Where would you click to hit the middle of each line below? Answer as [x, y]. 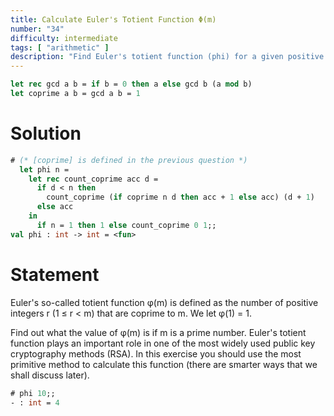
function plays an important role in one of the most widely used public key [163, 343]
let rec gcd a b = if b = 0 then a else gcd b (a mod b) [131, 84]
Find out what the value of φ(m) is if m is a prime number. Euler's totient [158, 332]
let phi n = [44, 169]
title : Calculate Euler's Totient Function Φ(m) [113, 19]
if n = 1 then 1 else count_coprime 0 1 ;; [126, 225]
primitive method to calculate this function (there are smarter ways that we [164, 364]
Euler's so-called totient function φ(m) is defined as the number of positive [164, 302]
